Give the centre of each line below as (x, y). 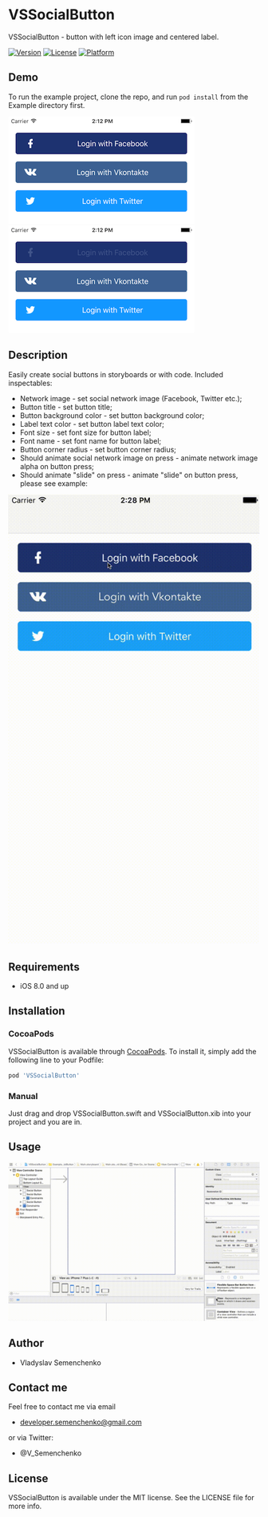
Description (38, 355)
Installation (37, 1011)
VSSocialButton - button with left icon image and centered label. (114, 37)
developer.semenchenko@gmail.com (81, 1422)
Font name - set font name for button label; (91, 440)
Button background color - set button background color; (112, 415)
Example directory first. (47, 105)
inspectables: (30, 383)
